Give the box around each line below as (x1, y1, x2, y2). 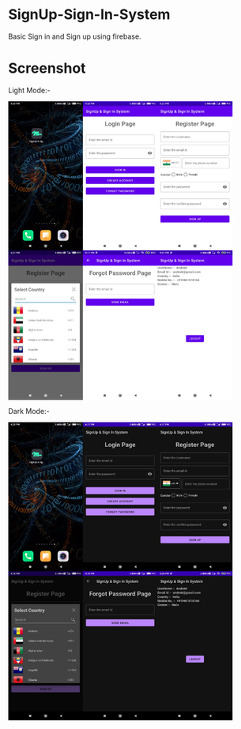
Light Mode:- (8, 85, 51, 95)
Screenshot (8, 59, 86, 77)
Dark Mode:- (8, 406, 50, 415)
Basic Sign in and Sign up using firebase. (8, 32, 141, 41)
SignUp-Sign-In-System (8, 6, 171, 24)
